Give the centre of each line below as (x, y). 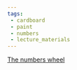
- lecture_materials (40, 40)
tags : (15, 14)
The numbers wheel (36, 59)
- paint (21, 27)
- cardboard (28, 20)
